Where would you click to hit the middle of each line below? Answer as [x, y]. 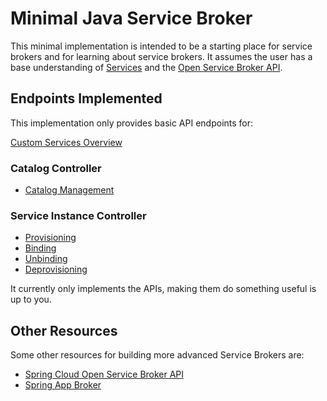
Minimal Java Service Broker [131, 18]
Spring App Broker [63, 385]
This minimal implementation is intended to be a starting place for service [161, 46]
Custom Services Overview [66, 142]
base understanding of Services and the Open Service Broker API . [146, 67]
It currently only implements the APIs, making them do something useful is [163, 289]
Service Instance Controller [78, 215]
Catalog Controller [56, 168]
